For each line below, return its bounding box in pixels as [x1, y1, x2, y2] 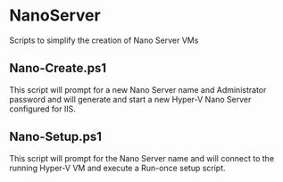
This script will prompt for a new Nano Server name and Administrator [9, 84, 267, 95]
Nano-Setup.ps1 [9, 129, 103, 145]
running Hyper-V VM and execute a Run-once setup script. [9, 162, 226, 173]
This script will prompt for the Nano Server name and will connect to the [9, 153, 275, 163]
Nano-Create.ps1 [9, 61, 107, 76]
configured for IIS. [9, 103, 76, 114]
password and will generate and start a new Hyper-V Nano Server [9, 94, 252, 104]
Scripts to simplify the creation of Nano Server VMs [9, 35, 199, 45]
